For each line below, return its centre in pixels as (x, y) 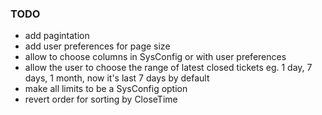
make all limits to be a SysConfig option (106, 89)
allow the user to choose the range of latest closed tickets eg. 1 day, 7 (168, 68)
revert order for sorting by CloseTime (101, 99)
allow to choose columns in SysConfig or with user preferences (155, 57)
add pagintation (57, 36)
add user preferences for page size (97, 46)
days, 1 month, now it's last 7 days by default (117, 78)
